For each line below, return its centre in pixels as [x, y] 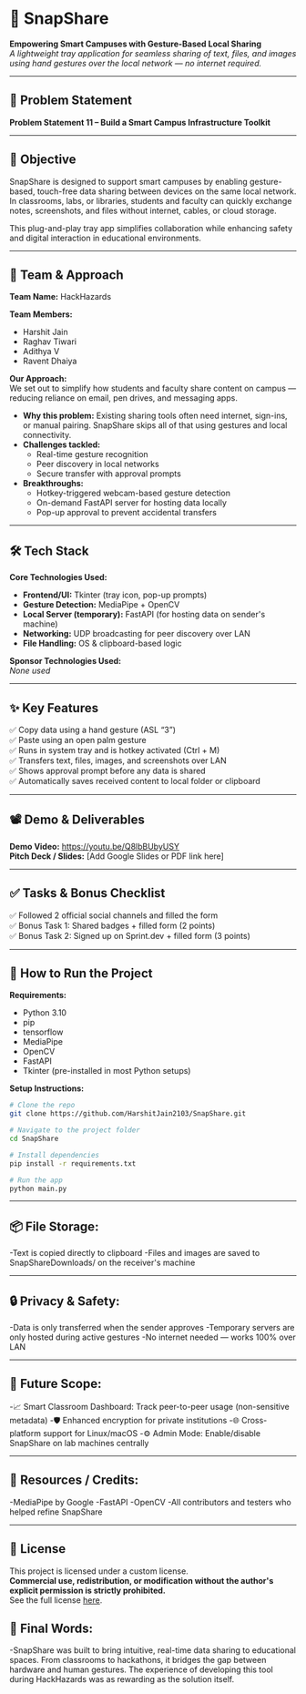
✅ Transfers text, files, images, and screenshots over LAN [118, 760]
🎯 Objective [43, 160]
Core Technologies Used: [58, 577]
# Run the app [36, 1180]
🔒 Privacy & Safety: [65, 1301]
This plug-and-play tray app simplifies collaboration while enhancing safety [151, 228]
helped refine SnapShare [56, 1512]
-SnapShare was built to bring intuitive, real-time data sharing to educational [153, 1650]
